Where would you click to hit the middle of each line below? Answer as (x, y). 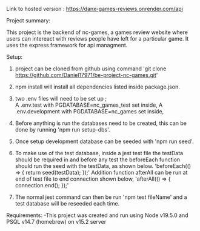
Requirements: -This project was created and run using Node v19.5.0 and (98, 215)
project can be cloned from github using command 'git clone (91, 69)
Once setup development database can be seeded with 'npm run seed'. (104, 141)
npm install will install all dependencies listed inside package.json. (97, 87)
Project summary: (28, 20)
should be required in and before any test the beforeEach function (98, 159)
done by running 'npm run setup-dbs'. (62, 129)
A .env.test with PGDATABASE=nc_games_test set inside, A (89, 105)
